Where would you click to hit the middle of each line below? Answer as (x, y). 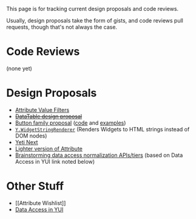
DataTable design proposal (49, 116)
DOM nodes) (31, 136)
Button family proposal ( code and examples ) (70, 123)
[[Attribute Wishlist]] (40, 203)
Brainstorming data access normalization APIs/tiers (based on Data (99, 155)
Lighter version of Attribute (49, 148)
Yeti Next (26, 142)
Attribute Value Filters (42, 109)
